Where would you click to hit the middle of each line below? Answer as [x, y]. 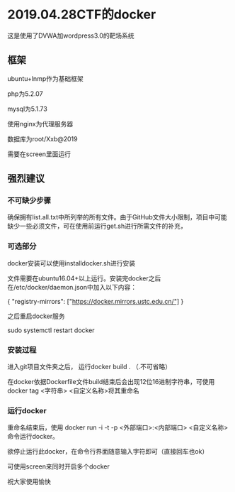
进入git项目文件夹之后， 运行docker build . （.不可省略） [90, 367]
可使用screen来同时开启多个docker [58, 466]
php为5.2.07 [25, 94]
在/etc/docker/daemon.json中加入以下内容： [72, 287]
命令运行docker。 [33, 437]
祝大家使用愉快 [29, 482]
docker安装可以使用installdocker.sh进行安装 [71, 263]
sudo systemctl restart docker [51, 330]
